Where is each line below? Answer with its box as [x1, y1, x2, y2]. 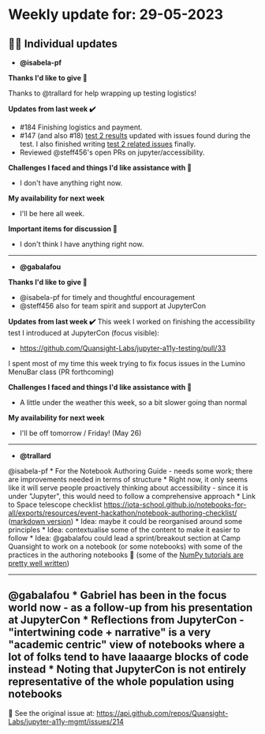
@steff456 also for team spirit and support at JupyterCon [19, 301, 207, 310]
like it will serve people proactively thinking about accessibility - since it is [8, 483, 248, 492]
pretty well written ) [8, 559, 69, 567]
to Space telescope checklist [8, 500, 103, 509]
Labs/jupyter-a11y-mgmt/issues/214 [8, 717, 125, 726]
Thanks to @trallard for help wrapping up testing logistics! [8, 88, 197, 98]
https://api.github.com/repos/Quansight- [95, 708, 229, 717]
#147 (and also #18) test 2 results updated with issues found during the [19, 131, 251, 140]
